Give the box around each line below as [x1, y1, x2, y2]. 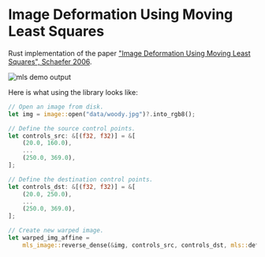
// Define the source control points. [8, 124, 136, 132]
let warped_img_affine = [8, 234, 90, 242]
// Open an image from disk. [8, 103, 104, 111]
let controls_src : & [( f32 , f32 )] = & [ [8, 132, 136, 140]
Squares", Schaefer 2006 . [8, 57, 92, 66]
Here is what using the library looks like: [8, 87, 138, 96]
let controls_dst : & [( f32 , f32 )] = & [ [8, 183, 136, 191]
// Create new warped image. [8, 227, 104, 235]
